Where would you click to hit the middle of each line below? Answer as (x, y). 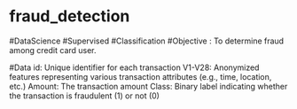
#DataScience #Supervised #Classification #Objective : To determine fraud (147, 41)
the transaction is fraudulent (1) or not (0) (84, 96)
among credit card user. (53, 50)
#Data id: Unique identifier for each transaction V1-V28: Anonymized (134, 67)
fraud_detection (70, 16)
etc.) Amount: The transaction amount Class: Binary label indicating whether (148, 86)
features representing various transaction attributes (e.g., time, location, (141, 76)
